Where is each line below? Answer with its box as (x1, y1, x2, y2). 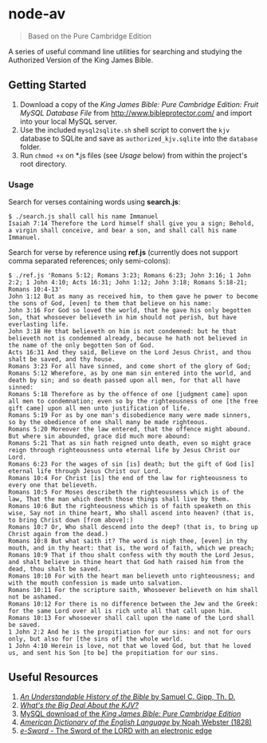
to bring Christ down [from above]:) (8, 516, 134, 524)
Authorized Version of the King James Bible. (8, 55, 154, 65)
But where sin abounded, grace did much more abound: (8, 432, 191, 440)
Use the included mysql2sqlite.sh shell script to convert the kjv (19, 125, 230, 134)
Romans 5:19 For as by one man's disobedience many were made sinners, (8, 411, 251, 419)
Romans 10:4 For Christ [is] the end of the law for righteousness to (8, 475, 248, 483)
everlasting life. (8, 320, 69, 328)
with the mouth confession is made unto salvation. (8, 579, 183, 587)
